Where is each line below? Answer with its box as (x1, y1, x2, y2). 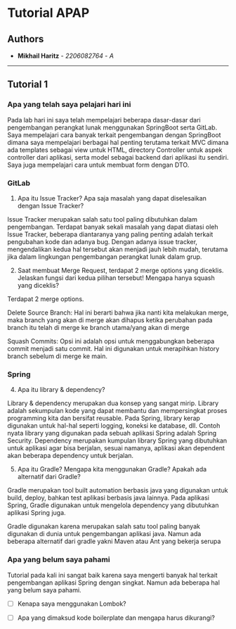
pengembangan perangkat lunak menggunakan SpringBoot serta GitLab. (7, 123, 218, 132)
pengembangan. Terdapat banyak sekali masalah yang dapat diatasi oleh (7, 222, 219, 231)
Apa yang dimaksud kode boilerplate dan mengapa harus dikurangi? (17, 614, 216, 622)
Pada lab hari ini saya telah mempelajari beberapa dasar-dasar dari (7, 115, 202, 124)
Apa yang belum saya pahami (7, 554, 110, 564)
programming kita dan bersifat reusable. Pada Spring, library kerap (7, 414, 200, 423)
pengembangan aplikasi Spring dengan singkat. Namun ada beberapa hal (7, 578, 220, 587)
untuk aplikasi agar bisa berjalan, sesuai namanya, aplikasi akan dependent (7, 444, 225, 452)
